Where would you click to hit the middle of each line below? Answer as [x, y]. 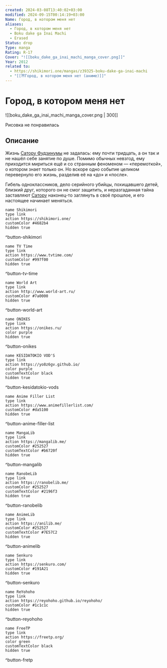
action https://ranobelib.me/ [37, 483]
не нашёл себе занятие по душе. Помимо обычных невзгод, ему [75, 158]
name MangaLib [20, 433]
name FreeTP [18, 628]
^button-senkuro [22, 582]
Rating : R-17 [19, 52]
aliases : [14, 24]
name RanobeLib [21, 474]
